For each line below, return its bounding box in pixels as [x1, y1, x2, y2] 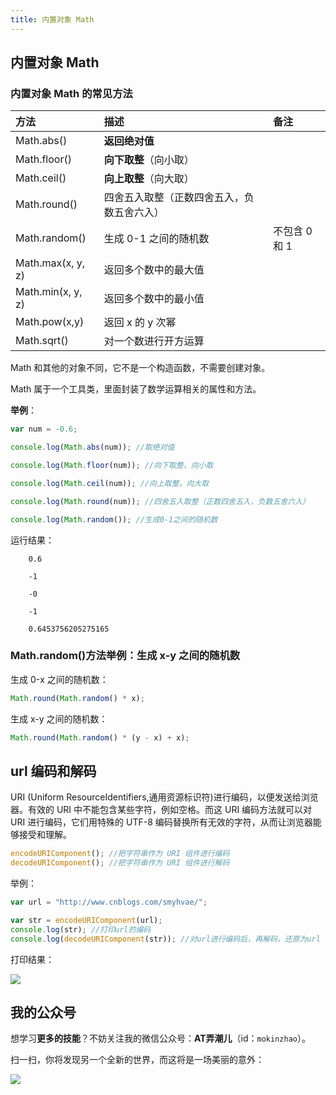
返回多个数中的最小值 [103, 292, 205, 306]
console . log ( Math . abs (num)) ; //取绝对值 [10, 442, 175, 453]
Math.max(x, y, [15, 256, 86, 270]
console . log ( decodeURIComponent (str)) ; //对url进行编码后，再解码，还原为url [10, 934, 321, 944]
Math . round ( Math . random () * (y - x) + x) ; [10, 732, 190, 743]
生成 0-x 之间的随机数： [10, 673, 109, 685]
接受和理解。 [18, 829, 72, 841]
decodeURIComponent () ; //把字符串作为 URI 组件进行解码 [10, 858, 230, 868]
